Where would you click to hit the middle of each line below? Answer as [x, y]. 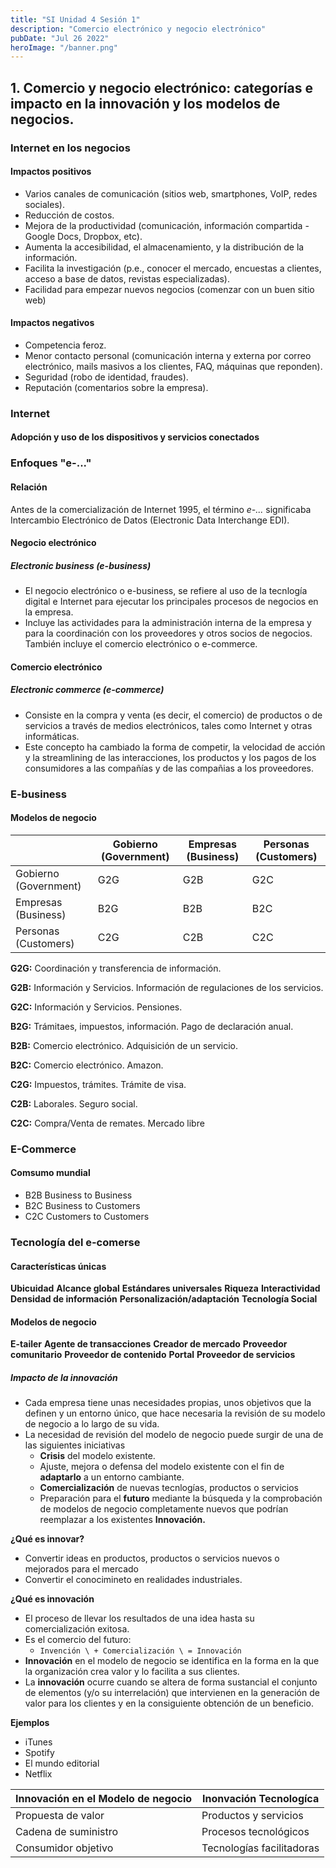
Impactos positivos [51, 172]
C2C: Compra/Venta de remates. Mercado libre [107, 1123]
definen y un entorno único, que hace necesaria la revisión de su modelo [175, 1413]
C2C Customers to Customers [87, 1216]
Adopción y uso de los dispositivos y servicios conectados [135, 437]
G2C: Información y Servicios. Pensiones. [96, 1007]
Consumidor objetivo [64, 1848]
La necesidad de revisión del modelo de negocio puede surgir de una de [174, 1435]
